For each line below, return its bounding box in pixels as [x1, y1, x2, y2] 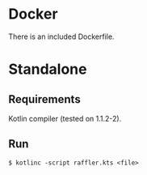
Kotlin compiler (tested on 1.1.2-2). [8, 113, 122, 123]
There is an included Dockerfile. [8, 32, 115, 41]
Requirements [8, 92, 81, 106]
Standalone [8, 60, 87, 79]
